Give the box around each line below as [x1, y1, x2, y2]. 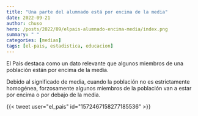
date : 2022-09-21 [6, 15, 51, 21]
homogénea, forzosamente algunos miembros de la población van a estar [6, 84, 192, 92]
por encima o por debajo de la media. [6, 91, 101, 98]
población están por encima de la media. [6, 66, 109, 73]
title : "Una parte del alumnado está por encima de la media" [6, 9, 168, 15]
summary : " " [6, 32, 40, 38]
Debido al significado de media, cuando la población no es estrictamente [6, 78, 190, 85]
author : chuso [6, 20, 43, 26]
